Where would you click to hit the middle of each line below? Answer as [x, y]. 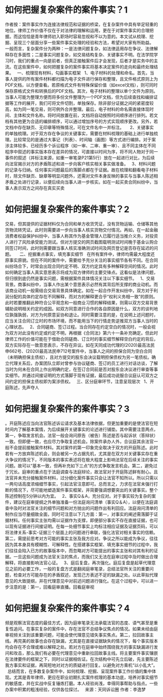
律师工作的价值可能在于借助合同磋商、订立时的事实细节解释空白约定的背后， [81, 339]
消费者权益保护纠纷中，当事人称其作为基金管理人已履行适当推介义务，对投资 [81, 236]
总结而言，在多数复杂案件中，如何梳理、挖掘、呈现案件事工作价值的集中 [79, 671]
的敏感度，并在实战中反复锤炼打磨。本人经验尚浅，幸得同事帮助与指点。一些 [81, 683]
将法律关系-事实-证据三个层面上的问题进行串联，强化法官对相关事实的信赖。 [81, 532]
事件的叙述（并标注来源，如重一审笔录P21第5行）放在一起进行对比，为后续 [80, 158]
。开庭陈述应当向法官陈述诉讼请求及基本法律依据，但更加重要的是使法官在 [79, 423]
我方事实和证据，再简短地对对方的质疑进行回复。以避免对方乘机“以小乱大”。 [81, 665]
